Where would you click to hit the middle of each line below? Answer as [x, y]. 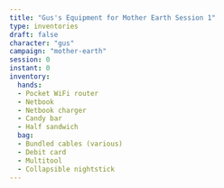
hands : [30, 85]
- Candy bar [40, 118]
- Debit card [42, 152]
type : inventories [44, 26]
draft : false [34, 34]
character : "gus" [42, 43]
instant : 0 [30, 69]
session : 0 [30, 60]
